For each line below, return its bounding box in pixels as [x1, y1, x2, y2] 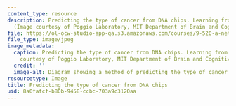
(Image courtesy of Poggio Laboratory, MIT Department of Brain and [13, 23, 218, 30]
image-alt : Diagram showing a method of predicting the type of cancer [13, 68, 228, 75]
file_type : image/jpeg [7, 36, 74, 43]
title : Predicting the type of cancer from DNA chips [7, 82, 169, 89]
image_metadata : [7, 43, 55, 50]
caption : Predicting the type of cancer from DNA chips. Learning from [13, 50, 228, 56]
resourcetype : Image [7, 75, 68, 82]
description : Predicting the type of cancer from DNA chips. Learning [7, 17, 218, 24]
